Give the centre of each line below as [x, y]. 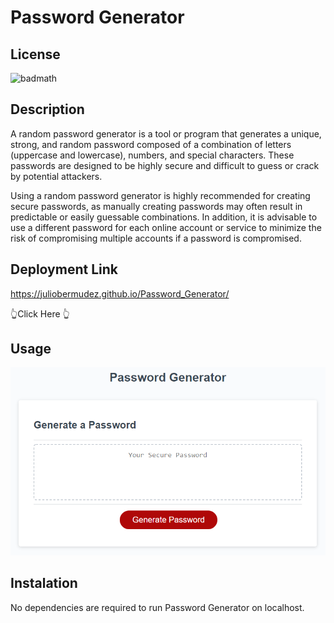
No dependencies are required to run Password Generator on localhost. [157, 607]
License [35, 54]
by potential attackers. [56, 176]
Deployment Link [64, 269]
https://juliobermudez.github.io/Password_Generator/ [120, 293]
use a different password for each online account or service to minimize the [166, 227]
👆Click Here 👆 [40, 313]
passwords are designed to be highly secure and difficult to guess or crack [165, 165]
